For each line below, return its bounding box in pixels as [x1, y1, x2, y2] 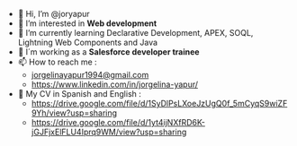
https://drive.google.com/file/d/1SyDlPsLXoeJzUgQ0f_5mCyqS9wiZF [31, 99, 288, 108]
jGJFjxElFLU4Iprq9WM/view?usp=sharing [31, 126, 187, 137]
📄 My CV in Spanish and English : [17, 89, 142, 99]
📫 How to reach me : [17, 56, 97, 67]
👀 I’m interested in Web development [17, 18, 157, 29]
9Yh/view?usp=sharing [31, 107, 118, 118]
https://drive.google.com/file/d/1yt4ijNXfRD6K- [31, 117, 205, 127]
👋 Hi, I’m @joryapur [17, 9, 90, 19]
